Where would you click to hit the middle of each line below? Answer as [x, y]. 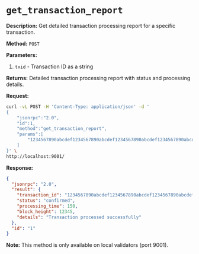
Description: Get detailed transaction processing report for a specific [91, 26]
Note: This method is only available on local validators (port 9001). [87, 245]
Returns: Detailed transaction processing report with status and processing [98, 78]
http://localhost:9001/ [36, 156]
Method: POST [23, 43]
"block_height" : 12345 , [46, 212]
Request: [17, 96]
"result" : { [26, 190]
